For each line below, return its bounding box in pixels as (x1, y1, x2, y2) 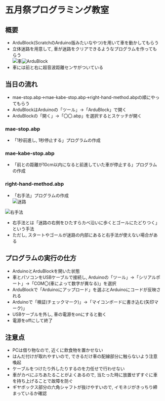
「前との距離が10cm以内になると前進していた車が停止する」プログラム (12, 161, 157, 168)
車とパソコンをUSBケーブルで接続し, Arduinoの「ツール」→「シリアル (12, 274, 157, 280)
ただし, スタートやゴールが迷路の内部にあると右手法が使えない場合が (12, 232, 154, 238)
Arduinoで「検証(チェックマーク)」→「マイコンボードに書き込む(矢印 (12, 299, 155, 305)
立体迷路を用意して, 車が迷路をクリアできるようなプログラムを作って (12, 46, 153, 52)
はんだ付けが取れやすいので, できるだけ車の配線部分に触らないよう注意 (12, 354, 158, 360)
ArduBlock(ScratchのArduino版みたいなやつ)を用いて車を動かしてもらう (12, 40, 159, 45)
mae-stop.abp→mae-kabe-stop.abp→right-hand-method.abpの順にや (12, 94, 156, 100)
